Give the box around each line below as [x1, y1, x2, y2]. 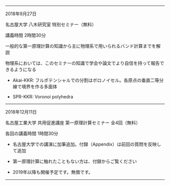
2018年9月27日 [5, 11, 37, 17]
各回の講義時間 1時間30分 [5, 130, 59, 136]
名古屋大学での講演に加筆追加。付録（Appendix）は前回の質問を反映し [12, 141, 161, 147]
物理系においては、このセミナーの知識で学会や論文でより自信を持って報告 [5, 60, 160, 66]
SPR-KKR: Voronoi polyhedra [12, 94, 73, 99]
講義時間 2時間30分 [5, 32, 46, 38]
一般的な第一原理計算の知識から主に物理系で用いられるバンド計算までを [5, 43, 156, 49]
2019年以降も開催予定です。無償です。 [12, 169, 93, 175]
